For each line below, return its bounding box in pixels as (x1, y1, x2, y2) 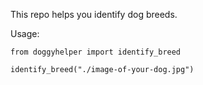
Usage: (10, 28, 40, 39)
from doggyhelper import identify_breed (10, 47, 182, 57)
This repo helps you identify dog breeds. (10, 9, 178, 20)
